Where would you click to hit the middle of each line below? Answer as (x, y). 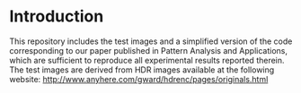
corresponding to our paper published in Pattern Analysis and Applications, (148, 50)
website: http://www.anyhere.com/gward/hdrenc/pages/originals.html (139, 79)
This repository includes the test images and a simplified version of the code (151, 41)
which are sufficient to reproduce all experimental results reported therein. (147, 60)
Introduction (57, 17)
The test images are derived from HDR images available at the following (142, 70)
